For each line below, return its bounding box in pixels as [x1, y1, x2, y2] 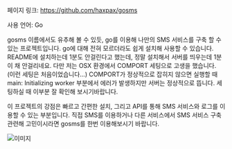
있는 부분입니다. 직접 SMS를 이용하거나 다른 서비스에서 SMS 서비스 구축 [27, 111, 222, 119]
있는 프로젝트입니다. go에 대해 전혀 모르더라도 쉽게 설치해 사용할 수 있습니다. [7, 44, 214, 52]
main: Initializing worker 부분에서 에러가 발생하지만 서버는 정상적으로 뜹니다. [7, 79, 215, 87]
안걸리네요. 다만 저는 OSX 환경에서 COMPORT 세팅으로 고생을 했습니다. [21, 62, 217, 69]
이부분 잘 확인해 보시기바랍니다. [33, 87, 118, 96]
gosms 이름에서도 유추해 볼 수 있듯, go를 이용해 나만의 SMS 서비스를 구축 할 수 [7, 35, 222, 44]
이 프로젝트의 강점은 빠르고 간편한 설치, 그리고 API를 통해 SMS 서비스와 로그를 [7, 103, 218, 110]
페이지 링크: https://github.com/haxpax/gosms [7, 6, 138, 14]
